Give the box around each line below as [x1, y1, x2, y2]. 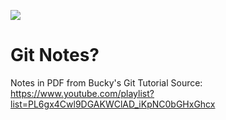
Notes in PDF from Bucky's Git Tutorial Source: [10, 76, 203, 89]
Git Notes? [10, 44, 100, 67]
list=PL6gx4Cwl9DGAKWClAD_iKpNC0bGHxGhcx [10, 98, 216, 110]
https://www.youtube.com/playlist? [10, 87, 155, 99]
